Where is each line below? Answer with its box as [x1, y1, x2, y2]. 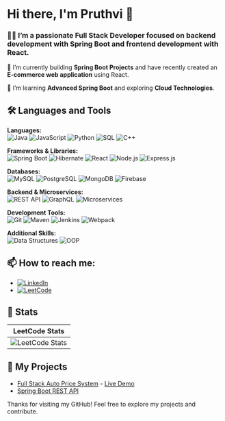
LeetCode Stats [12, 326, 65, 335]
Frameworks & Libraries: [7, 147, 79, 155]
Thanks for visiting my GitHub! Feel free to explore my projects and [7, 400, 196, 408]
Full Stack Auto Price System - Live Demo [16, 379, 135, 387]
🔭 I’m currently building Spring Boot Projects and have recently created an [7, 63, 217, 71]
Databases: [7, 167, 41, 176]
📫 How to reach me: [7, 257, 96, 269]
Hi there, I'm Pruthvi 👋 [7, 6, 134, 22]
